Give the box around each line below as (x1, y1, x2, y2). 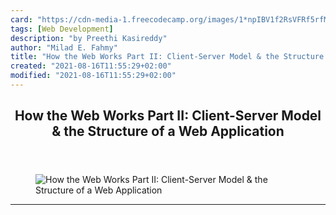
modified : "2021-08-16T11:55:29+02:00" (10, 71, 177, 81)
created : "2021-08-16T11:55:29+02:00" (10, 61, 172, 71)
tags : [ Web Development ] (10, 24, 114, 34)
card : (10, 14, 33, 25)
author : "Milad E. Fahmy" (10, 42, 118, 53)
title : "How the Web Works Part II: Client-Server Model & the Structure (10, 52, 325, 62)
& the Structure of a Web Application (51, 123, 285, 140)
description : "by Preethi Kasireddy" (10, 33, 168, 43)
